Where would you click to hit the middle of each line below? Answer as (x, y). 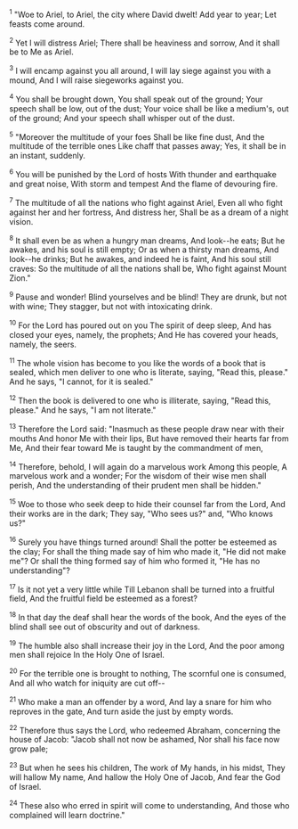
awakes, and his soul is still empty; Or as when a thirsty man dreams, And (144, 250)
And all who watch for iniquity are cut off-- (87, 683)
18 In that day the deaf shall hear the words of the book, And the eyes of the (148, 616)
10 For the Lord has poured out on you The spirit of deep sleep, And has (141, 324)
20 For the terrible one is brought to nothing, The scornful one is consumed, (148, 673)
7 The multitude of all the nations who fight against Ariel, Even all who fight (146, 201)
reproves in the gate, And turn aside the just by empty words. (121, 711)
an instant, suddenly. (48, 156)
